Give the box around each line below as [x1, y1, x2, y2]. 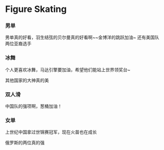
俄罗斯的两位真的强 [5, 140, 45, 146]
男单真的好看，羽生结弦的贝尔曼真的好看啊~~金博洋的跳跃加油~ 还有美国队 [5, 34, 160, 40]
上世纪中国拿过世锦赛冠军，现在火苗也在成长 [5, 129, 97, 135]
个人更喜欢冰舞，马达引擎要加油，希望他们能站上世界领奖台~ [5, 66, 131, 73]
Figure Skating [5, 3, 67, 15]
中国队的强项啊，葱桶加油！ [5, 103, 62, 109]
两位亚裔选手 [5, 41, 31, 47]
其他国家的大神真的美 [5, 77, 49, 83]
